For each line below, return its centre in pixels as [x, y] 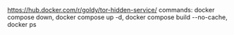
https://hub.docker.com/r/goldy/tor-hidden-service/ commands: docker [111, 10]
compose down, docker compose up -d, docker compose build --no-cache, [117, 17]
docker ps [22, 24]
